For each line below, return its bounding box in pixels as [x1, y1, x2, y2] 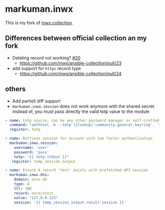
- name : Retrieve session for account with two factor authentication [5, 136, 153, 141]
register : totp [9, 127, 41, 132]
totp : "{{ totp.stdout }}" [14, 154, 69, 159]
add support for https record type [12, 65, 81, 71]
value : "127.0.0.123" [14, 195, 58, 200]
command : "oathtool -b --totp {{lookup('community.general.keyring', [9, 122, 155, 128]
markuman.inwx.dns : [9, 173, 50, 177]
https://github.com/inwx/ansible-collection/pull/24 [19, 70, 122, 76]
